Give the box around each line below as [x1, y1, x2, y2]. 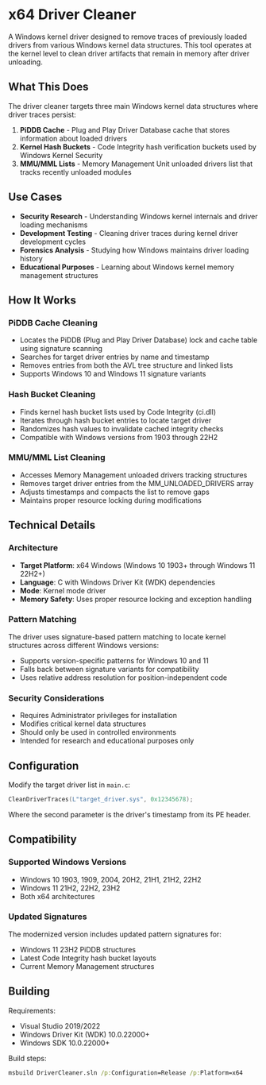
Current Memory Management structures [19, 961, 155, 971]
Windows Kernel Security [19, 150, 103, 160]
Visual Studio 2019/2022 [19, 1021, 101, 1030]
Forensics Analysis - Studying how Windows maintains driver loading [19, 245, 249, 255]
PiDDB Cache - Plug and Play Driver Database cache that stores [19, 125, 230, 134]
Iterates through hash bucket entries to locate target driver [19, 415, 212, 425]
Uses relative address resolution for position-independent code [19, 673, 228, 682]
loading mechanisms [19, 220, 88, 230]
